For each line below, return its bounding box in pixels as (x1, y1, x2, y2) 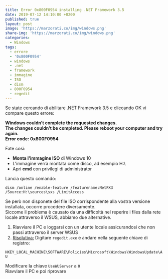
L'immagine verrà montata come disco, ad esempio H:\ (12, 161, 126, 167)
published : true (5, 17, 39, 22)
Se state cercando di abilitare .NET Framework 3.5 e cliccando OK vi (5, 105, 146, 111)
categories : (5, 36, 30, 41)
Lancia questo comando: (5, 176, 57, 182)
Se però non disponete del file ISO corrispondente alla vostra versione (5, 198, 150, 204)
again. (5, 131, 19, 137)
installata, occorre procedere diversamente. (5, 204, 96, 210)
